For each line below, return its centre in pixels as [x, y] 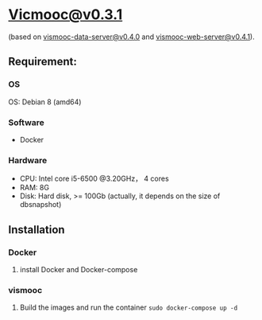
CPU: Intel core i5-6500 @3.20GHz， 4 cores [94, 179]
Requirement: [43, 62]
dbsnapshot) [40, 205]
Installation [37, 230]
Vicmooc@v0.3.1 [65, 15]
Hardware [28, 160]
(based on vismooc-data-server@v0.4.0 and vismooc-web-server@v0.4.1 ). [132, 37]
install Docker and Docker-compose [79, 269]
